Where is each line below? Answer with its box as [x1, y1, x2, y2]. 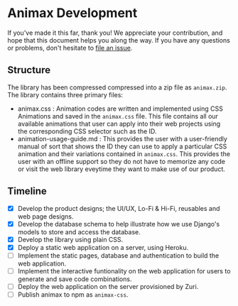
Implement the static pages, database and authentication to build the [17, 251, 220, 260]
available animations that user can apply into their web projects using [17, 119, 221, 128]
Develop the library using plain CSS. [17, 235, 124, 244]
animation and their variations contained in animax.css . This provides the [17, 149, 231, 158]
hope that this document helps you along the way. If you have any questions [7, 35, 231, 44]
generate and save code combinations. [17, 275, 132, 283]
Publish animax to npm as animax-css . [17, 290, 129, 299]
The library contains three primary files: [7, 90, 123, 99]
